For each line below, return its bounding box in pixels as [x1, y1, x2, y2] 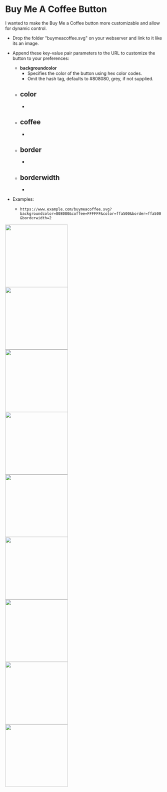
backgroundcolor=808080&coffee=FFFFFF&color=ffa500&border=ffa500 [19, 211, 161, 216]
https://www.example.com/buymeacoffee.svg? [19, 207, 112, 212]
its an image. [12, 40, 39, 46]
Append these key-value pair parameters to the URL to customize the [12, 50, 155, 56]
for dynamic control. [5, 25, 47, 31]
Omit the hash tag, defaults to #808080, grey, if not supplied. [27, 75, 153, 81]
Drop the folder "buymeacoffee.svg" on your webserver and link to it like [12, 35, 162, 41]
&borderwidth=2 [19, 216, 51, 221]
